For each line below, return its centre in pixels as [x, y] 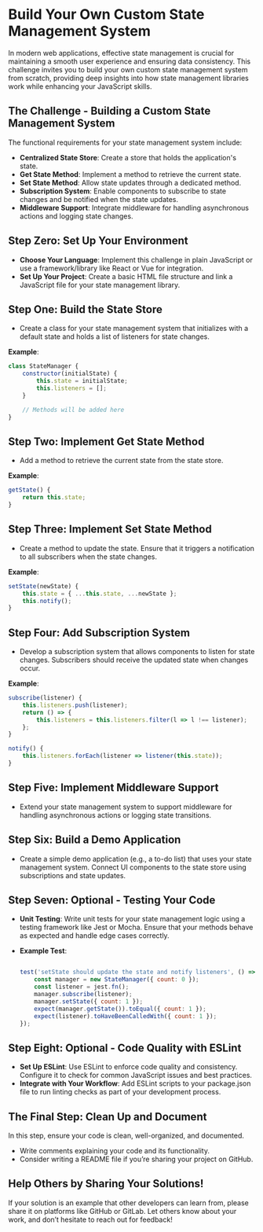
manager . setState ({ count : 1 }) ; [89, 1001]
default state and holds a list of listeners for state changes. [114, 337]
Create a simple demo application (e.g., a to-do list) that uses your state [136, 859]
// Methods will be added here [73, 410]
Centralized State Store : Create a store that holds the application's [128, 157]
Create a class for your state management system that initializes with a [134, 329]
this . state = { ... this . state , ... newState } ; [100, 594]
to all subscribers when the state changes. [88, 557]
